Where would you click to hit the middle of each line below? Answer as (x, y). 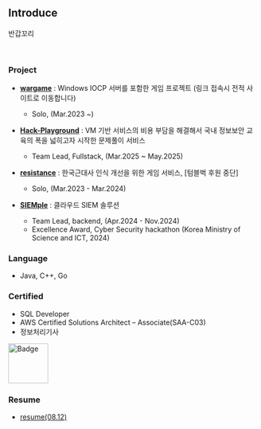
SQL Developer (45, 314)
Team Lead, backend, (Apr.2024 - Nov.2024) (106, 221)
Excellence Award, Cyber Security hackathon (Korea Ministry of (136, 229)
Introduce (33, 13)
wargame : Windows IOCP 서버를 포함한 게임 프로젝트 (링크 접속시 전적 (132, 88)
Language (28, 259)
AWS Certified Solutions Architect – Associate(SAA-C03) (113, 322)
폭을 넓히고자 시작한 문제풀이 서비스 (90, 140)
